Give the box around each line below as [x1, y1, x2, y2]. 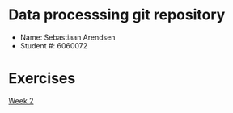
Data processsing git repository [8, 6, 226, 24]
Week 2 [8, 95, 34, 106]
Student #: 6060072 [19, 40, 88, 50]
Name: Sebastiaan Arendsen [19, 32, 116, 42]
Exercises [8, 69, 76, 88]
